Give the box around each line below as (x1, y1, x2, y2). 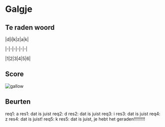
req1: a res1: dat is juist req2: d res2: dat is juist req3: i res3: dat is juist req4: (5, 111, 161, 117)
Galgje (5, 3, 33, 15)
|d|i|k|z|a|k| (5, 36, 29, 42)
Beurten (5, 98, 31, 106)
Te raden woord (5, 23, 55, 32)
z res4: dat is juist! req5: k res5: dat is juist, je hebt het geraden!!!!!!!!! (5, 116, 146, 122)
